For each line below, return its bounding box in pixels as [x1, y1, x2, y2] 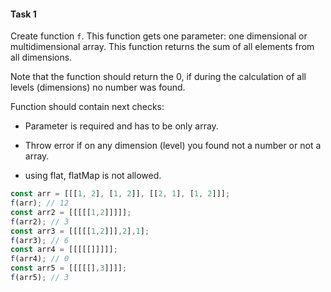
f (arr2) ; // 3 [10, 216, 70, 227]
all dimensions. [10, 51, 73, 64]
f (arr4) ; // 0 [10, 254, 70, 264]
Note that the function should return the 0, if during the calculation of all [10, 71, 307, 83]
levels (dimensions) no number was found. [10, 81, 186, 94]
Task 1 [10, 8, 37, 20]
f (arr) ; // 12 [10, 198, 70, 209]
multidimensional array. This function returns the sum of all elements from [10, 41, 315, 53]
